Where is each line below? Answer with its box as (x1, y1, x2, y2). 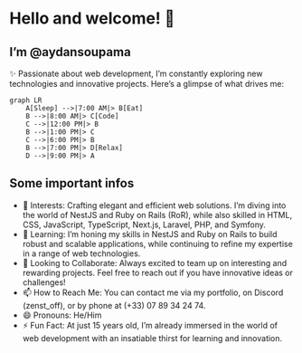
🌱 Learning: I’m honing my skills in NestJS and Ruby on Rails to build (22, 228, 278, 239)
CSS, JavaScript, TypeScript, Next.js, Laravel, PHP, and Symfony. (22, 219, 267, 230)
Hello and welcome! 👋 (9, 8, 175, 29)
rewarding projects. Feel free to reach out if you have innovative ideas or (22, 267, 294, 278)
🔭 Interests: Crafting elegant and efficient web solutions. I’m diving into (22, 199, 287, 211)
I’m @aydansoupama (9, 44, 131, 60)
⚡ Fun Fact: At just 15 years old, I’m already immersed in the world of (22, 320, 278, 330)
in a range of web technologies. (22, 248, 141, 259)
